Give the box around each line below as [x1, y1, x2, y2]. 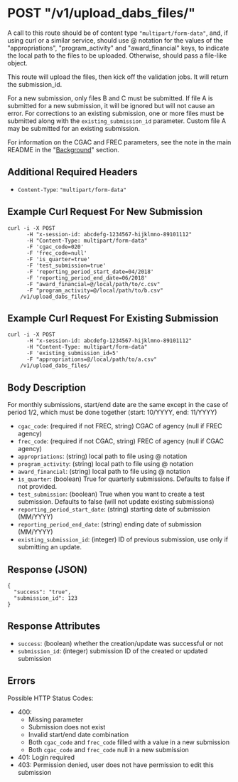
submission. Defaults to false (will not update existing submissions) [17, 497, 215, 506]
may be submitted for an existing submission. [7, 124, 141, 132]
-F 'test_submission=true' [26, 262, 107, 269]
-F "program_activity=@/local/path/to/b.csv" [26, 287, 163, 294]
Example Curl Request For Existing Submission [7, 312, 219, 324]
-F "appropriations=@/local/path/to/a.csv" [26, 356, 158, 364]
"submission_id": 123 [13, 595, 78, 602]
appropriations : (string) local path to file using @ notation [17, 452, 188, 460]
